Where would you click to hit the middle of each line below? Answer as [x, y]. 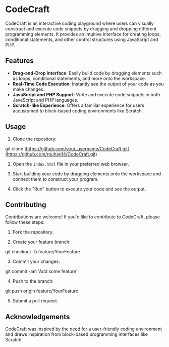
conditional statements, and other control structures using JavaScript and [82, 40]
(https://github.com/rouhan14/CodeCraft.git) [51, 154]
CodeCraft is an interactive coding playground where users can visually [79, 23]
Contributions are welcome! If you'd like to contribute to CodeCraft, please [83, 217]
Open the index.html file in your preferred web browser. [71, 164]
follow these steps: [25, 222]
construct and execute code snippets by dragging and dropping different [81, 28]
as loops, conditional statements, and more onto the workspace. [79, 78]
